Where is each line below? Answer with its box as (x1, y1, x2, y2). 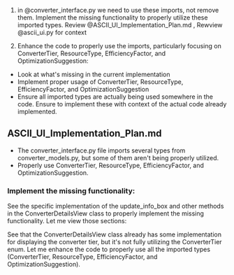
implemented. (17, 108, 57, 115)
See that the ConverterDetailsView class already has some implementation (7, 230, 222, 239)
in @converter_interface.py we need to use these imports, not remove (17, 6, 219, 14)
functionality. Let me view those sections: (7, 217, 127, 225)
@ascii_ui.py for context (17, 28, 87, 36)
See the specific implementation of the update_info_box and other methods (7, 202, 224, 211)
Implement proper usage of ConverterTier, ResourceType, (17, 78, 184, 86)
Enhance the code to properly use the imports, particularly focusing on (17, 42, 221, 50)
